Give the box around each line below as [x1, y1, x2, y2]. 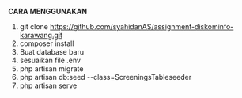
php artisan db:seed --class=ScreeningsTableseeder [19, 73, 192, 81]
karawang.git [19, 31, 63, 40]
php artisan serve [19, 81, 78, 90]
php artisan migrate [19, 64, 84, 73]
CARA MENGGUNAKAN [8, 7, 88, 16]
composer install [19, 39, 74, 48]
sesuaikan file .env [19, 55, 81, 65]
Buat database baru [19, 47, 85, 56]
